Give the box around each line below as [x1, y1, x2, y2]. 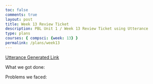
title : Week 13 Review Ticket [5, 21, 69, 27]
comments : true [5, 12, 37, 17]
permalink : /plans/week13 [5, 40, 60, 46]
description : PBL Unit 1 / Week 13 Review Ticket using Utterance [5, 26, 148, 31]
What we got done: [5, 64, 45, 70]
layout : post [5, 17, 33, 22]
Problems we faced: [5, 74, 47, 80]
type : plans [5, 31, 30, 36]
